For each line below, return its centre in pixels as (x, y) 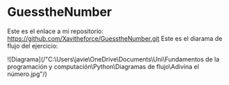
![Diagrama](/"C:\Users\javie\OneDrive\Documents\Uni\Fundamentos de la (113, 59)
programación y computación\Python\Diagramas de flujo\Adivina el (103, 66)
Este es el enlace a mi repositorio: (56, 31)
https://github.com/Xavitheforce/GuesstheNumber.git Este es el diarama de (115, 38)
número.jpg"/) (27, 74)
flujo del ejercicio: (33, 46)
